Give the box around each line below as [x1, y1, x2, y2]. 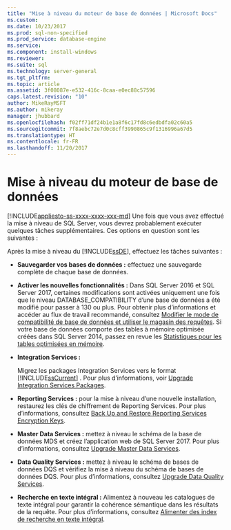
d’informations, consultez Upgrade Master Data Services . [17, 444, 181, 452]
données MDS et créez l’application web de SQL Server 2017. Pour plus [17, 437, 220, 445]
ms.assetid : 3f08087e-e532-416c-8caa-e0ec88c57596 [7, 87, 156, 94]
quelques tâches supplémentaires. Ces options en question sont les [7, 226, 200, 234]
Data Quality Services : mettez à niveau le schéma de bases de [17, 458, 199, 466]
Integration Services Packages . [17, 380, 106, 389]
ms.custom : [7, 17, 39, 23]
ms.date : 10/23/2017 [7, 23, 67, 30]
